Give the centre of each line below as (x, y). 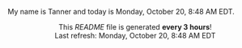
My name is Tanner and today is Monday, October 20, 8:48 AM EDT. (121, 12)
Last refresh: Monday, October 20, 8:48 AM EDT (135, 36)
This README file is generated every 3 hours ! (135, 27)
